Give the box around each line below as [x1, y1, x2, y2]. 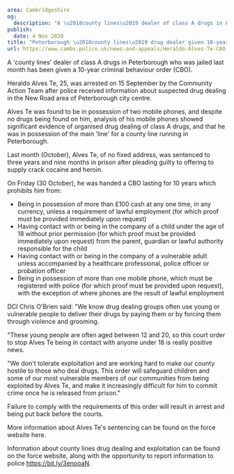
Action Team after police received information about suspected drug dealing [7, 87, 226, 95]
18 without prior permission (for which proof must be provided [17, 230, 196, 238]
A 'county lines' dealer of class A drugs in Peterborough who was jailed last [7, 58, 224, 66]
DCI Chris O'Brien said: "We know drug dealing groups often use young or [7, 302, 220, 311]
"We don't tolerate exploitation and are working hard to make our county [7, 360, 215, 368]
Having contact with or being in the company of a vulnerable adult [17, 252, 208, 260]
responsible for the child [17, 244, 88, 253]
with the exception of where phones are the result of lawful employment [17, 289, 225, 297]
